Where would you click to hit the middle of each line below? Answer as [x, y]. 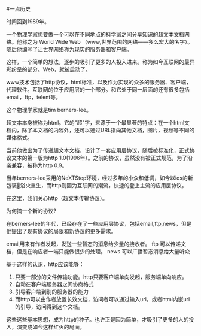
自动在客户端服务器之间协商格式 [54, 284]
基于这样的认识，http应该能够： [45, 264]
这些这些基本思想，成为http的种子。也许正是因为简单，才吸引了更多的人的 [98, 320]
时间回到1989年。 [28, 22]
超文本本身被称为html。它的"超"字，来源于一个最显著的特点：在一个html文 [98, 122]
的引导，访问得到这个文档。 [49, 307]
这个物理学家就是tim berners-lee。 [49, 110]
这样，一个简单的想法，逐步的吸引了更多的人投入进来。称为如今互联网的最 [98, 62]
